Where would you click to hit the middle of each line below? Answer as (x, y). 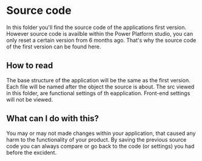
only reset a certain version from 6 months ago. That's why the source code (101, 40)
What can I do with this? (52, 119)
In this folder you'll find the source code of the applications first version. (96, 27)
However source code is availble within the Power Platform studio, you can (99, 33)
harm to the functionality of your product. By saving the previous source (96, 139)
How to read (30, 66)
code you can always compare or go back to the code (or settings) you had (100, 146)
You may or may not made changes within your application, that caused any (101, 133)
